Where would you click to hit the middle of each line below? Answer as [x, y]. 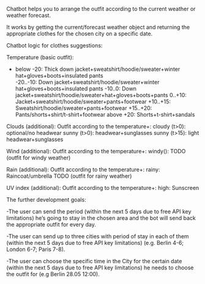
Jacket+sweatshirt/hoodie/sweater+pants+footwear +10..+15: [93, 101]
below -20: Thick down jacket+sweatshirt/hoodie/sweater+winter [98, 69]
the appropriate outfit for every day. [51, 224]
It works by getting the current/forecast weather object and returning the [98, 27]
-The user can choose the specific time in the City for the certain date [94, 261]
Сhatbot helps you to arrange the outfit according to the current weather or [101, 9]
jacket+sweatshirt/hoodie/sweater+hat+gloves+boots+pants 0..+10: [101, 95]
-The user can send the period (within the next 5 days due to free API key [99, 211]
